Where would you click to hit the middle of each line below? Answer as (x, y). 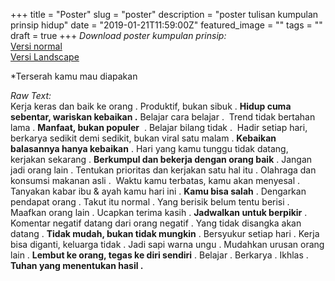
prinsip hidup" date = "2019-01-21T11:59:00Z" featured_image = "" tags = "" (166, 25)
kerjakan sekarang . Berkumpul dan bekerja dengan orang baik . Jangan (161, 159)
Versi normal (36, 46)
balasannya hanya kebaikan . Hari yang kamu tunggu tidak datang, (149, 148)
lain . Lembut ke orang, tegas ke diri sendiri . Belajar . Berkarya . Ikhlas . (159, 255)
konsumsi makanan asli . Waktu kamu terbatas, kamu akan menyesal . (155, 180)
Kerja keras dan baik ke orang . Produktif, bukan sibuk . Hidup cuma (151, 106)
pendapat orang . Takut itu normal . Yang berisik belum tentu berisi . (150, 202)
